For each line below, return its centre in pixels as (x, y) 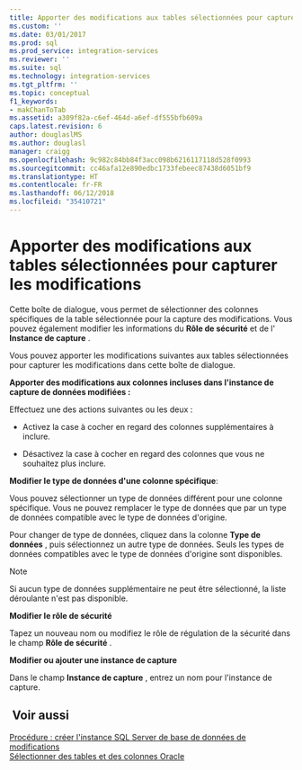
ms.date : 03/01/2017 (48, 34)
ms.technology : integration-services (80, 76)
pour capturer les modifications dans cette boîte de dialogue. (122, 364)
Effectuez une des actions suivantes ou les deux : (101, 409)
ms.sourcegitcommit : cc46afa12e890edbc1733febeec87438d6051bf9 (130, 168)
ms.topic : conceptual (50, 93)
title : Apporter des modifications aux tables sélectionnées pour (136, 18)
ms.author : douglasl (48, 143)
